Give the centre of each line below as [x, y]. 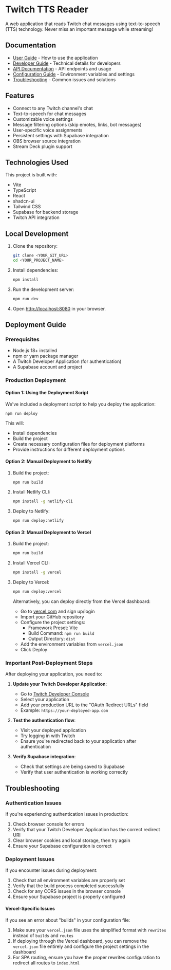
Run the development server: [43, 289]
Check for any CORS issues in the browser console [67, 891]
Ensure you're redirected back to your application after [78, 741]
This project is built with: [31, 175]
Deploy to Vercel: [31, 582]
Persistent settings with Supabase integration [61, 135]
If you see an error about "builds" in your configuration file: [68, 920]
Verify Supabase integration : [44, 757]
